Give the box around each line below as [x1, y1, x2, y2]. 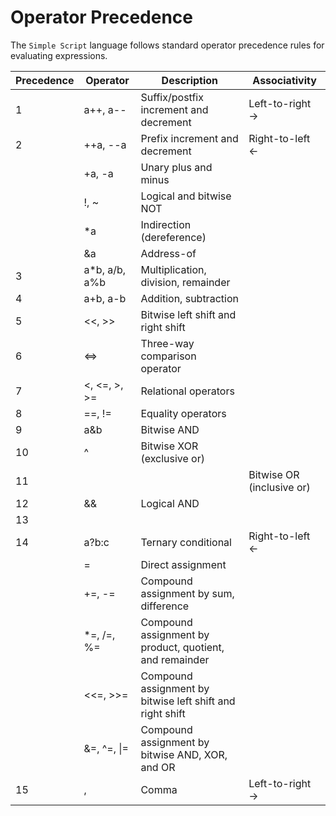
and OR [140, 760, 176, 774]
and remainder [140, 652, 210, 666]
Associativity [252, 73, 317, 87]
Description [161, 73, 219, 87]
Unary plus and [140, 160, 213, 174]
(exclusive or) [140, 451, 205, 465]
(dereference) [140, 230, 207, 244]
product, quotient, [140, 640, 225, 654]
